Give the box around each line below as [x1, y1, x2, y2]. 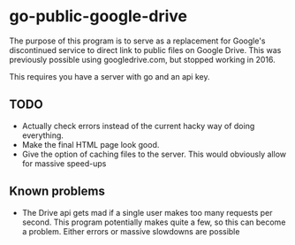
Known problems [9, 184, 106, 199]
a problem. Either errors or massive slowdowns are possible [21, 226, 240, 236]
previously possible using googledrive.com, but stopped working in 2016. [9, 54, 276, 65]
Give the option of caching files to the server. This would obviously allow [21, 149, 287, 159]
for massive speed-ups [21, 157, 107, 169]
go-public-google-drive [9, 6, 188, 27]
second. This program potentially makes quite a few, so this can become [21, 217, 286, 227]
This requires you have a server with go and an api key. [9, 71, 210, 81]
